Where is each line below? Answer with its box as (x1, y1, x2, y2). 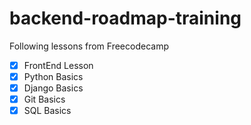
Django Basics (23, 82, 84, 94)
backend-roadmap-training (9, 7, 242, 30)
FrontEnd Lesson (23, 59, 94, 71)
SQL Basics (23, 105, 72, 117)
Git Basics (23, 93, 66, 106)
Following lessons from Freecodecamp (9, 40, 169, 52)
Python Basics (23, 71, 84, 82)
